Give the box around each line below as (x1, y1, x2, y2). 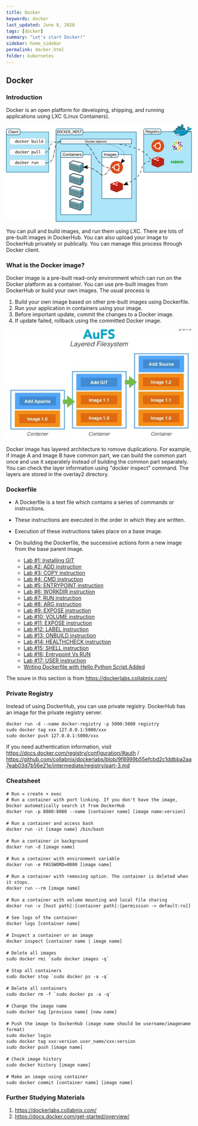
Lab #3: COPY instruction (23, 569, 85, 577)
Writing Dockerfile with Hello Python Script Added (23, 663, 146, 671)
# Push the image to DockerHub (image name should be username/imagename (6, 1021, 192, 1026)
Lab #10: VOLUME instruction (23, 613, 95, 620)
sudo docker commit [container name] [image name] (6, 1079, 133, 1085)
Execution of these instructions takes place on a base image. (14, 528, 163, 535)
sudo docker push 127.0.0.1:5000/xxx (6, 733, 99, 739)
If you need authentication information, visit (6, 743, 112, 751)
